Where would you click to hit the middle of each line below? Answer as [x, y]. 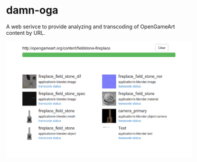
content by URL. [26, 32]
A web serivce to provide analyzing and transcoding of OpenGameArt [91, 27]
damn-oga [32, 10]
